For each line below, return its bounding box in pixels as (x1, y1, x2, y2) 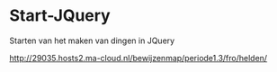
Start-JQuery (9, 5, 111, 26)
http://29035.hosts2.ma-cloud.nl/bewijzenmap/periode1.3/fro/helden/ (9, 52, 268, 63)
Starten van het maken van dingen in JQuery (9, 35, 175, 46)
